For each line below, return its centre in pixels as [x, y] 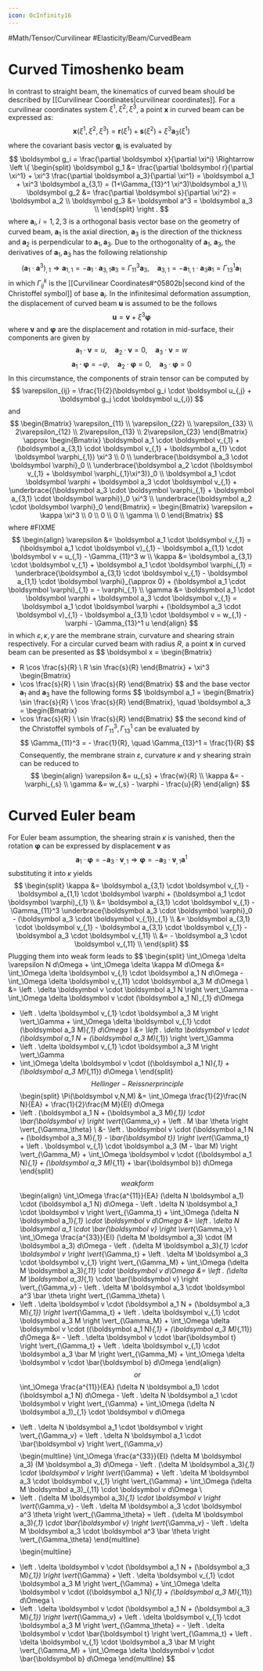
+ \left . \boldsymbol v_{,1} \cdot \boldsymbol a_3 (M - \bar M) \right [128, 1146]
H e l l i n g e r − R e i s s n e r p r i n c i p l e [137, 1084]
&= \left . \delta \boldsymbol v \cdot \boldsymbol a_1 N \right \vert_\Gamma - [131, 990]
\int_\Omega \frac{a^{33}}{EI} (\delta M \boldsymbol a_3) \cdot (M [126, 1238]
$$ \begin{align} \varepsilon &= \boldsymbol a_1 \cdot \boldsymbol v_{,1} [128, 539]
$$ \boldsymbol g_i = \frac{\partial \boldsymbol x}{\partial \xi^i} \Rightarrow [131, 159]
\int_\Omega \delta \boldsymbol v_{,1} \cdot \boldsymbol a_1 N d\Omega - [126, 973]
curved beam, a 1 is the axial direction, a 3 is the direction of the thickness [125, 233]
